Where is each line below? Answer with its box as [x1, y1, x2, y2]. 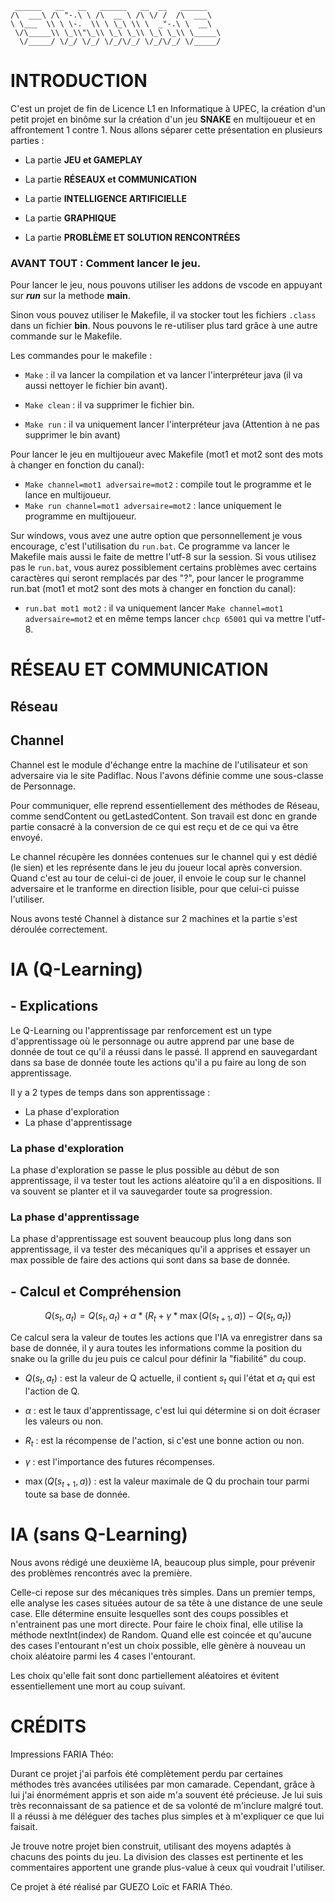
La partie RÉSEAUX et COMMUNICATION [24, 173, 197, 185]
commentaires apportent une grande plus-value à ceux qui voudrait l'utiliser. [10, 1862, 326, 1874]
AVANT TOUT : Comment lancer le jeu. [10, 256, 202, 270]
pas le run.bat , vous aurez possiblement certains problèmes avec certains [10, 562, 317, 574]
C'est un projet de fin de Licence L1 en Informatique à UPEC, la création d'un [10, 102, 326, 114]
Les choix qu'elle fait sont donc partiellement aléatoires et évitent [10, 1670, 280, 1682]
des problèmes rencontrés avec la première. [10, 1567, 193, 1579]
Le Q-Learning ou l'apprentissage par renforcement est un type [10, 1024, 272, 1036]
